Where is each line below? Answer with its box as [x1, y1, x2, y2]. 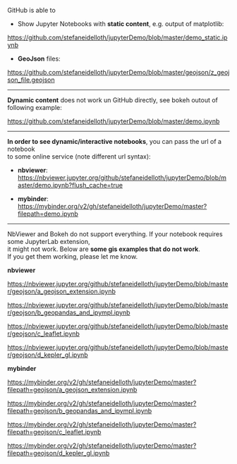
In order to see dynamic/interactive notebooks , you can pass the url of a [7, 138, 222, 145]
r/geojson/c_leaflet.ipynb [7, 329, 80, 338]
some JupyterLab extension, [7, 238, 90, 245]
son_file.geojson [7, 75, 55, 84]
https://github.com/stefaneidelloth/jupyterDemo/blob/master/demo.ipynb [7, 117, 220, 126]
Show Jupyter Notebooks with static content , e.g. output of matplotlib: [17, 20, 224, 28]
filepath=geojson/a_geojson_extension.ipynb [7, 386, 138, 393]
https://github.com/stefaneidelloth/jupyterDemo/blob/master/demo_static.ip [7, 33, 228, 42]
